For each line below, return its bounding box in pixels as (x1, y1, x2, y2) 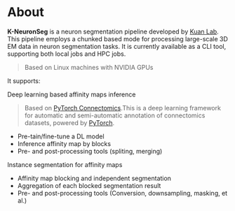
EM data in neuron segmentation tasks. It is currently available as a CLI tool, (7, 42, 227, 50)
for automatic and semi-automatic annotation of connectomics (24, 111, 206, 119)
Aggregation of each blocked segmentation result (17, 181, 161, 189)
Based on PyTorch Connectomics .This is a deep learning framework (24, 103, 221, 112)
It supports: (7, 76, 41, 85)
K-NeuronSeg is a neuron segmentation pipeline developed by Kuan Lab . (7, 27, 219, 36)
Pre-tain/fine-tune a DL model (17, 132, 105, 140)
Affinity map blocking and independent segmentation (17, 174, 172, 182)
